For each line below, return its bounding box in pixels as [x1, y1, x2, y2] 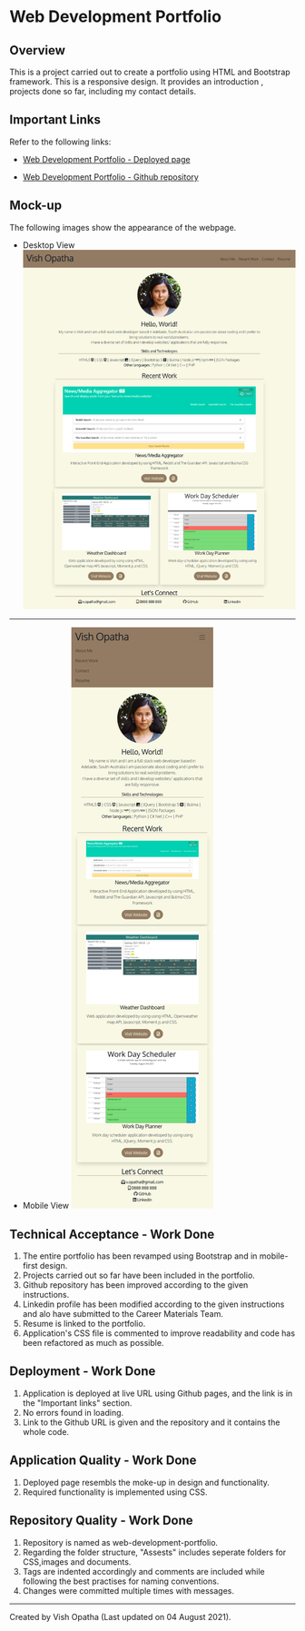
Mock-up [9, 198, 62, 213]
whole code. [22, 1426, 70, 1437]
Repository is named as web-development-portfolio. [22, 1537, 219, 1547]
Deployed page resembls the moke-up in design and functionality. [22, 1477, 271, 1488]
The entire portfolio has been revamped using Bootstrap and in [22, 1250, 258, 1261]
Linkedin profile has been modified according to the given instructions [22, 1299, 285, 1310]
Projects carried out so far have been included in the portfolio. [22, 1270, 256, 1281]
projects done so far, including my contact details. [9, 86, 197, 96]
